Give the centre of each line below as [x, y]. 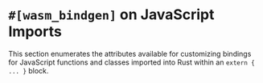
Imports [35, 32]
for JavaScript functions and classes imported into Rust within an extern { [131, 62]
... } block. [29, 70]
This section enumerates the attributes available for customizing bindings [130, 53]
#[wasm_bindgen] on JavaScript [111, 15]
